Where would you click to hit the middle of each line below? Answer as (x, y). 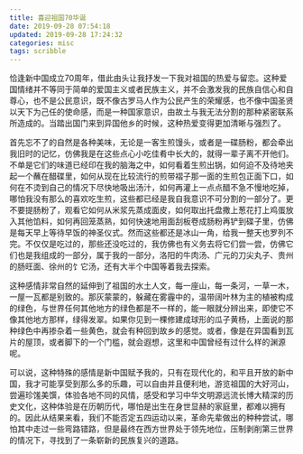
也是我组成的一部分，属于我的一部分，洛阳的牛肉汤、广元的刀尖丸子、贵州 (155, 255)
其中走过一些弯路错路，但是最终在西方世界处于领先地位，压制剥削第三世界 (155, 429)
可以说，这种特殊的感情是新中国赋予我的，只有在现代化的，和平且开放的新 (147, 373)
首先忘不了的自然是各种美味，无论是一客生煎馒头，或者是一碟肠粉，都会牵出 (151, 143)
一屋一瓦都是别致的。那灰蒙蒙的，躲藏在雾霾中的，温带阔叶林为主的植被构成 (151, 297)
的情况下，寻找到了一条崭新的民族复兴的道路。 (96, 440)
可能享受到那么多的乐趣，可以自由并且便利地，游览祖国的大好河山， (167, 384)
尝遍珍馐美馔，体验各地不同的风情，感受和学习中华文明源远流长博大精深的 (147, 395)
